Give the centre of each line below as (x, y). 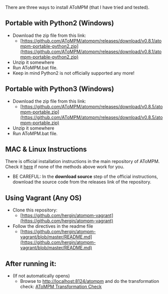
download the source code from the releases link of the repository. (82, 182)
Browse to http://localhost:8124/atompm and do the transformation (90, 281)
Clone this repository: (35, 210)
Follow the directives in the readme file (53, 226)
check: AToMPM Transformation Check (61, 287)
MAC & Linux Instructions (46, 150)
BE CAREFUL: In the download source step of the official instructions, (85, 177)
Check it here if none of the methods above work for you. (65, 167)
